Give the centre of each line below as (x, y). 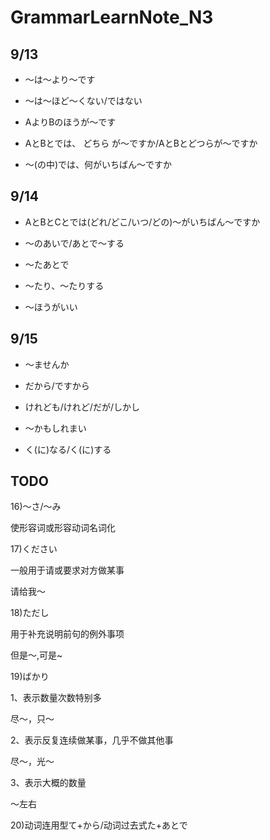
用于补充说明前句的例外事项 (67, 634)
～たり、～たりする (64, 285)
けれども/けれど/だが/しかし (82, 407)
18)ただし (30, 613)
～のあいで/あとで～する (74, 243)
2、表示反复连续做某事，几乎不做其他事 (92, 740)
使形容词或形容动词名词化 (63, 528)
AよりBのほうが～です (70, 122)
